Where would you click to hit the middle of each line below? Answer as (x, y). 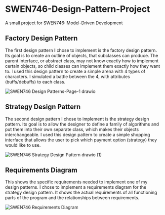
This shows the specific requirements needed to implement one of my (76, 182)
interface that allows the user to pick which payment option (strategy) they (81, 140)
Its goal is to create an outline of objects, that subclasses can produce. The (82, 55)
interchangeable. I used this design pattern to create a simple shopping (78, 134)
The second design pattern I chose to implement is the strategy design (77, 119)
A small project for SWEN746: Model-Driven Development (64, 23)
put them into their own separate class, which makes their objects (72, 129)
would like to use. (23, 145)
